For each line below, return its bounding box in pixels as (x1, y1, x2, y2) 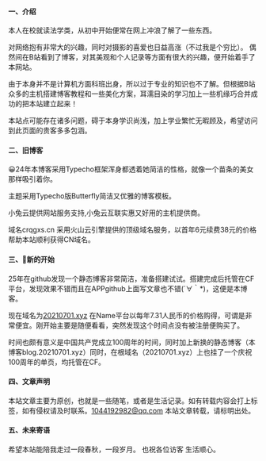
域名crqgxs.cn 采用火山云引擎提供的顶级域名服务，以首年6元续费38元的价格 (8, 225, 257, 235)
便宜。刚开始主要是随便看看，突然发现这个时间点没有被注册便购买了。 (14, 321, 244, 330)
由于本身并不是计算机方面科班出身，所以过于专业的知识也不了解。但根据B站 (8, 79, 256, 89)
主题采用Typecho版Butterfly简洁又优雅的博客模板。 (8, 191, 177, 201)
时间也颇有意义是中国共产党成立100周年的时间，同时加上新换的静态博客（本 (8, 337, 256, 347)
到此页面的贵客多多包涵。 (8, 126, 92, 136)
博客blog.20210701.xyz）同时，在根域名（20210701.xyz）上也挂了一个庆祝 (8, 347, 253, 356)
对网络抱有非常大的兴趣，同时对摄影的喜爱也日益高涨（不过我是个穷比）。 (8, 43, 248, 52)
